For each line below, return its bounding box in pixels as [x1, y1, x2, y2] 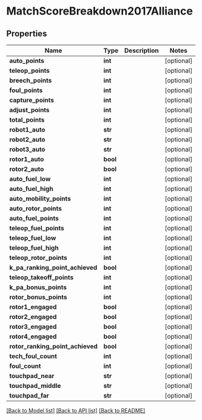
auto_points [9, 56, 44, 65]
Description [124, 47, 159, 55]
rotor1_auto [9, 155, 44, 163]
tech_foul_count [9, 352, 58, 360]
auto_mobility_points [9, 195, 72, 202]
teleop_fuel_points [9, 224, 65, 232]
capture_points [9, 96, 55, 104]
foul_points [9, 86, 43, 95]
